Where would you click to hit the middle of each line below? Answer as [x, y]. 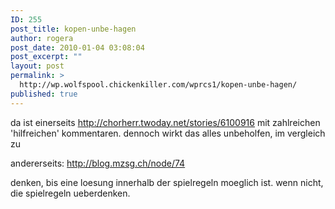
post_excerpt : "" [46, 57]
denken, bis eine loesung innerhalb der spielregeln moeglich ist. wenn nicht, [167, 182]
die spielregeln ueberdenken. [70, 193]
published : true [44, 94]
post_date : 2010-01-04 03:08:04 [77, 47]
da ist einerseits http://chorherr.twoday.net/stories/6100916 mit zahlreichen [165, 122]
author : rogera [42, 38]
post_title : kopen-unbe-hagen [73, 29]
